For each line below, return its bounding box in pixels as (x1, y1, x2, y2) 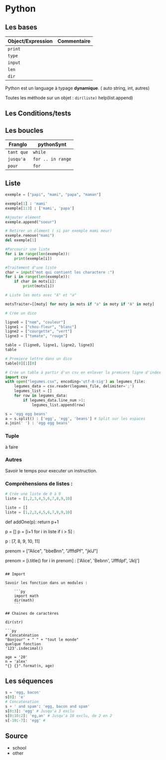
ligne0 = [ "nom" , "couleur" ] (5, 320, 66, 325)
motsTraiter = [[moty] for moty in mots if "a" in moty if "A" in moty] (5, 302, 155, 307)
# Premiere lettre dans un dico (5, 356, 72, 361)
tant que (7, 149, 28, 155)
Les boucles (5, 126, 44, 135)
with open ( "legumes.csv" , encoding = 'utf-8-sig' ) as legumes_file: (5, 379, 146, 384)
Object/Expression (7, 38, 53, 44)
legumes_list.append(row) (31, 402, 85, 407)
